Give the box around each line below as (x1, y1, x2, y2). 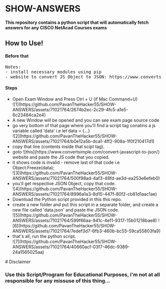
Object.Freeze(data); (12, 164, 55, 170)
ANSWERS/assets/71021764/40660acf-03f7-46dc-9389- (12, 244, 130, 250)
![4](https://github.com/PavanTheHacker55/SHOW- (12, 186, 118, 192)
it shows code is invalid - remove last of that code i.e (12, 159, 120, 165)
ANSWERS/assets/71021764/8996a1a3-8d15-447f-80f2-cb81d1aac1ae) (12, 191, 157, 197)
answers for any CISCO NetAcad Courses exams (5, 24, 107, 30)
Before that (5, 53, 29, 59)
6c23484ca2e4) (12, 112, 46, 118)
